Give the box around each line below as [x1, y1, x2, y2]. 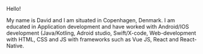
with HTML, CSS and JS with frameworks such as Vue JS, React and [6, 36, 179, 43]
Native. [6, 42, 24, 49]
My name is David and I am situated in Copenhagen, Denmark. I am [6, 17, 176, 23]
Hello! [6, 5, 21, 12]
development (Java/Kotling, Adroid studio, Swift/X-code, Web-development [6, 29, 196, 37]
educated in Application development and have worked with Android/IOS [6, 23, 190, 30]
